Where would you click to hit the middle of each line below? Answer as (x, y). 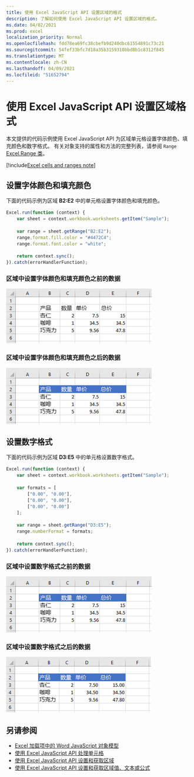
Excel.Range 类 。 (27, 154)
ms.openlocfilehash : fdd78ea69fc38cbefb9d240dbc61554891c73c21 (85, 44)
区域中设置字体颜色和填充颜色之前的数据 (63, 279)
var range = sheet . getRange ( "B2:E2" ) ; (64, 231)
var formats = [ (37, 488)
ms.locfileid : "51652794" (38, 75)
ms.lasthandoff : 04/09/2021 (41, 68)
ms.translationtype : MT (35, 56)
